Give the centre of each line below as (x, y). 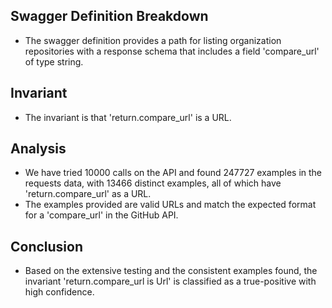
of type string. (54, 61)
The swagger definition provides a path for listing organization (153, 40)
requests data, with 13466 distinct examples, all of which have (153, 183)
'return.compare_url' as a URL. (88, 194)
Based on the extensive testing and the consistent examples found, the (171, 271)
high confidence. (59, 292)
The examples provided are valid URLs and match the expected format (170, 205)
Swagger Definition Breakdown (109, 16)
